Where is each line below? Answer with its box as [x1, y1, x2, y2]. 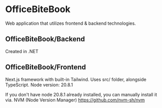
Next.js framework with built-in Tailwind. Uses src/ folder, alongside [5, 76, 147, 82]
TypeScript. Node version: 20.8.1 [5, 82, 73, 88]
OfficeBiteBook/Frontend [5, 63, 86, 72]
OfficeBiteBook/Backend [5, 35, 85, 43]
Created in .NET [5, 48, 39, 54]
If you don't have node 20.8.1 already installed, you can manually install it [5, 91, 157, 97]
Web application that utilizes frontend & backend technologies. [5, 20, 136, 26]
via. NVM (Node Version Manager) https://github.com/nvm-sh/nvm [5, 97, 145, 103]
